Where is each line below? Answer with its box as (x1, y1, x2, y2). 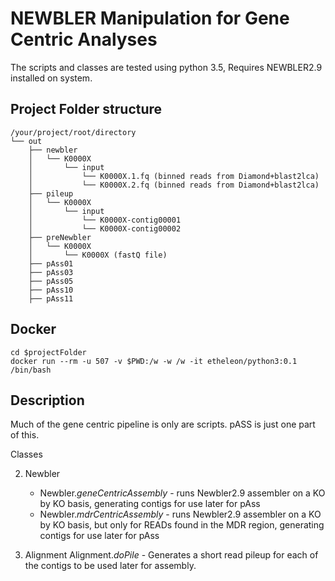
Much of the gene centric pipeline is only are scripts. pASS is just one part (10, 418, 316, 431)
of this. (10, 429, 40, 441)
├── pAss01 (28, 258, 74, 269)
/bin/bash (10, 365, 52, 375)
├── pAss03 (28, 267, 74, 277)
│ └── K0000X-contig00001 (28, 215, 182, 225)
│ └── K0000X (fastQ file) (28, 250, 168, 260)
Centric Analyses (10, 28, 158, 51)
